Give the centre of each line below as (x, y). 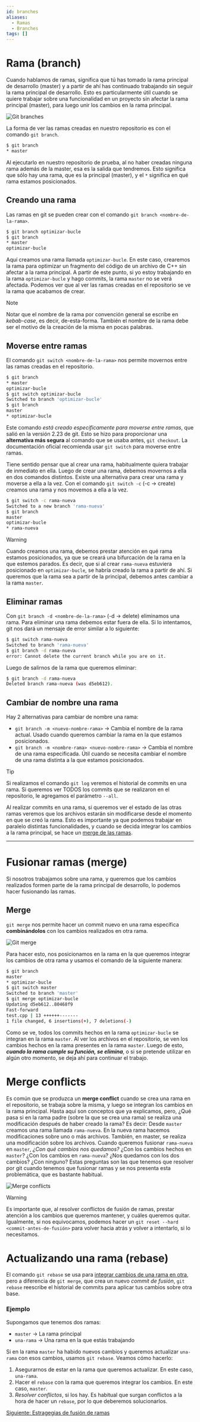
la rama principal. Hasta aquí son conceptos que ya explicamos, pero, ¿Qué (99, 1111)
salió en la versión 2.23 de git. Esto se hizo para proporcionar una (87, 434)
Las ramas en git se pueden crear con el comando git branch (82, 214)
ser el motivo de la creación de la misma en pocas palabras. (80, 327)
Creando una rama (41, 200)
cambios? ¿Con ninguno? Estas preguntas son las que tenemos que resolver (100, 1162)
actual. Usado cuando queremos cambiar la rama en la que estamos (99, 735)
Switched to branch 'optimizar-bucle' (54, 400)
